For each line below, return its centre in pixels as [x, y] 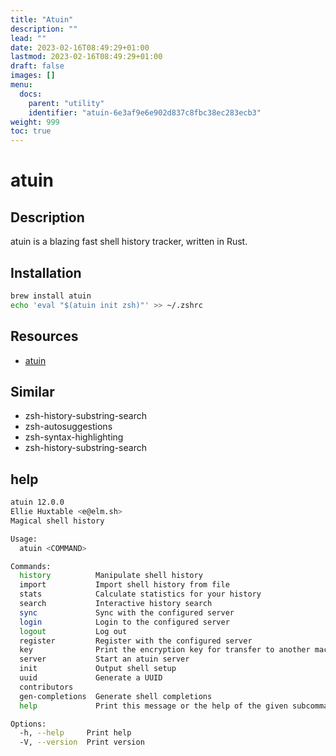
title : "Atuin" [42, 19]
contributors [46, 687]
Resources [44, 336]
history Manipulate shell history [111, 576]
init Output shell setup [98, 669]
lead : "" [28, 38]
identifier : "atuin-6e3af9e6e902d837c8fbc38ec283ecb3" [145, 112]
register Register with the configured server [136, 641]
